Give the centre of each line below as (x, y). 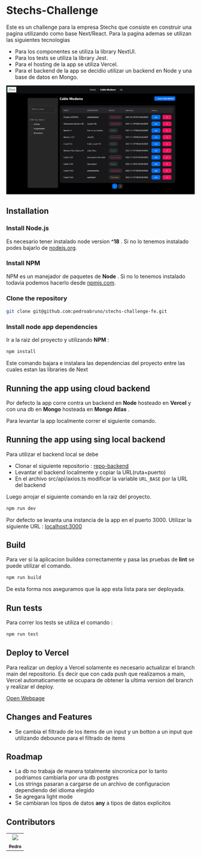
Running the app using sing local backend (86, 440)
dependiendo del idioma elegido (54, 790)
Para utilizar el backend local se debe (52, 454)
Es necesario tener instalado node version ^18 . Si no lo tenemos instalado (98, 241)
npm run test (22, 634)
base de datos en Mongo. (46, 77)
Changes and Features (49, 717)
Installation (28, 211)
